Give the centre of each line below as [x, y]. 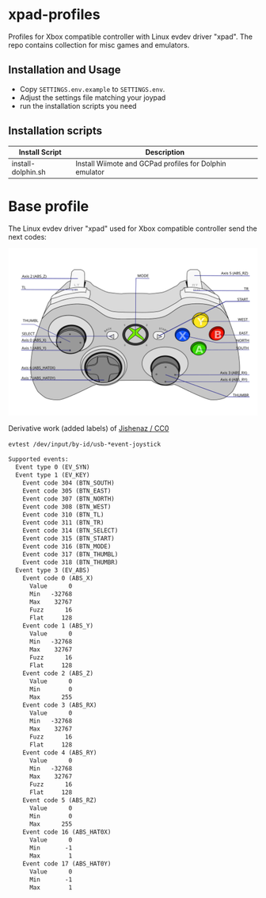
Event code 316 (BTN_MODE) [67, 547]
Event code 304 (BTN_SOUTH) [68, 483]
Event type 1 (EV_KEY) [53, 475]
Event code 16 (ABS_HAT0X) [67, 832]
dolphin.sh [28, 172]
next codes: [28, 236]
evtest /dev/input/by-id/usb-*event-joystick [84, 445]
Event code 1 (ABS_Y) [58, 626]
